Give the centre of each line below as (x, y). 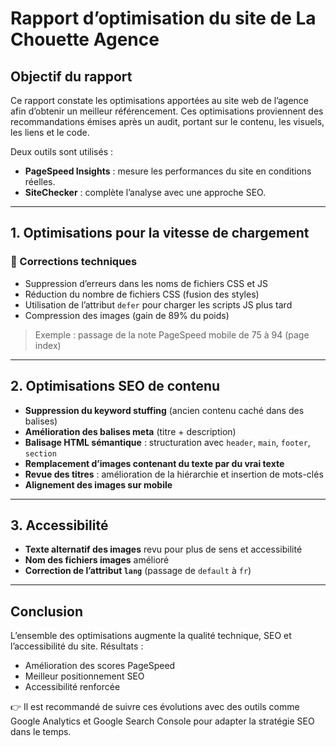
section (40, 453)
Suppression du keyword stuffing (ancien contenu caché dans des (164, 410)
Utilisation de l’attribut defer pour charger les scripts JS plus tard (158, 304)
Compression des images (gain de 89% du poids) (127, 315)
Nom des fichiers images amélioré (97, 560)
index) (48, 345)
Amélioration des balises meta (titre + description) (130, 431)
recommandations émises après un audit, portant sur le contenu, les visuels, (167, 121)
